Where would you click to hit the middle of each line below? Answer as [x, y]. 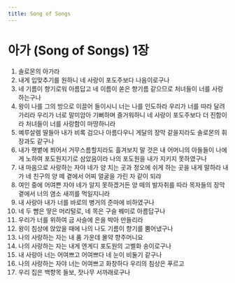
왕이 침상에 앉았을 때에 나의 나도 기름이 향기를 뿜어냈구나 [95, 228]
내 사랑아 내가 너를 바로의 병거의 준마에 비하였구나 [86, 202]
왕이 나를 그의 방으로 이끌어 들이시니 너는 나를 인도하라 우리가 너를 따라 [115, 106]
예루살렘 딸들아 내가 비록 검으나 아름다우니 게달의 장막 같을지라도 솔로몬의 [119, 132]
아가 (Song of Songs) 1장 [79, 50]
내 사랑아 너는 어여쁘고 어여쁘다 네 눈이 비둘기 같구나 [90, 254]
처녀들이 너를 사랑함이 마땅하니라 [71, 124]
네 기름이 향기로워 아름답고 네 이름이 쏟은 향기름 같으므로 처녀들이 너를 [114, 89]
